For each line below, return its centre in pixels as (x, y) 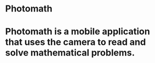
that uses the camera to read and (75, 42)
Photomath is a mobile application (77, 32)
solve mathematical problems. (70, 53)
